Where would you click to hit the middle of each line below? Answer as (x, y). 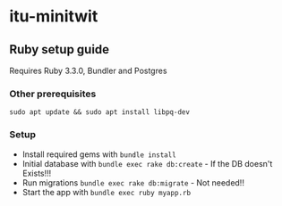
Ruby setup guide (60, 49)
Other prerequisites (53, 94)
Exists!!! (37, 173)
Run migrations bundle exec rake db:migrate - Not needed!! (133, 182)
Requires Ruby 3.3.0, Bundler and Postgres (88, 70)
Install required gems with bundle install (99, 154)
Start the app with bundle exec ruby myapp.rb (106, 192)
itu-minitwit (54, 16)
